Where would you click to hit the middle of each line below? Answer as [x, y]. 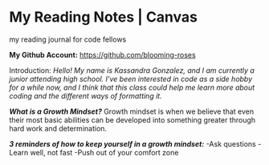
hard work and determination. [58, 128]
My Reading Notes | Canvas [104, 17]
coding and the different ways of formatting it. [86, 95]
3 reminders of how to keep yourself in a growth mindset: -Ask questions [132, 143]
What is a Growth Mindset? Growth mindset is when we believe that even [132, 111]
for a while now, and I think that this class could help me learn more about [132, 87]
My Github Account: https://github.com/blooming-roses [102, 54]
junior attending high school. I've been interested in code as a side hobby [131, 78]
